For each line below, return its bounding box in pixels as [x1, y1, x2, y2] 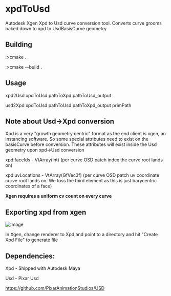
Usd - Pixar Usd [5, 275, 39, 281]
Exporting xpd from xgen [5, 208, 87, 217]
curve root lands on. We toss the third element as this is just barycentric [5, 178, 157, 184]
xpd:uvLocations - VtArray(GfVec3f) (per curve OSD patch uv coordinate [5, 172, 160, 178]
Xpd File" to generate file [5, 237, 58, 243]
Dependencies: [5, 251, 55, 260]
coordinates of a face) [5, 183, 52, 189]
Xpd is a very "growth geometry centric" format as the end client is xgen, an [5, 131, 166, 137]
